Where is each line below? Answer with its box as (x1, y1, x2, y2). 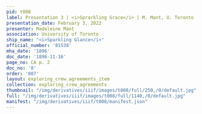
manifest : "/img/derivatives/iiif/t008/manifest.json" (6, 98, 148, 104)
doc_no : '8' (6, 65, 36, 71)
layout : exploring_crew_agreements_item (6, 76, 110, 82)
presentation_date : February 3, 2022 (6, 20, 102, 26)
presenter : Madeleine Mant (6, 25, 75, 32)
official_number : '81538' (6, 43, 72, 49)
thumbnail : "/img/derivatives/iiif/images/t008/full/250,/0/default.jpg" (6, 87, 197, 93)
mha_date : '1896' (6, 48, 50, 54)
